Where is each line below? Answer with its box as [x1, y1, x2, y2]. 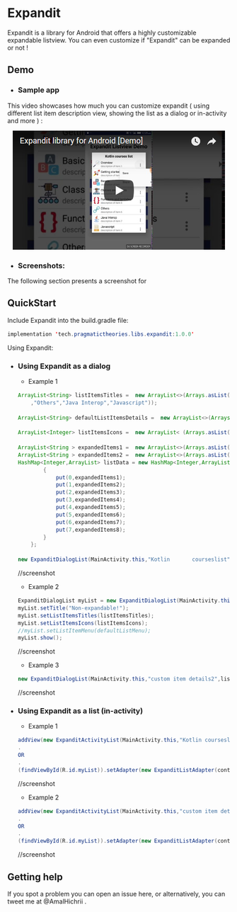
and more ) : [7, 116, 43, 125]
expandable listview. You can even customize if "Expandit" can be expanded [7, 35, 231, 44]
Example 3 [28, 661, 59, 670]
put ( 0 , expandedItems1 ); [55, 474, 126, 481]
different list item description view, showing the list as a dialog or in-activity [7, 108, 227, 118]
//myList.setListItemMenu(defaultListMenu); [17, 627, 151, 634]
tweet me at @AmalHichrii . [7, 897, 87, 906]
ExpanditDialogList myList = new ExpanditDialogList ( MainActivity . [17, 597, 221, 605]
